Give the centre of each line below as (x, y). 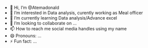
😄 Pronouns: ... (26, 36)
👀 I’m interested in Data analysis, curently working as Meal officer (76, 13)
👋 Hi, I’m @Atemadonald (34, 8)
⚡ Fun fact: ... (23, 41)
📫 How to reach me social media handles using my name (68, 29)
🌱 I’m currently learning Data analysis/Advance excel (63, 18)
